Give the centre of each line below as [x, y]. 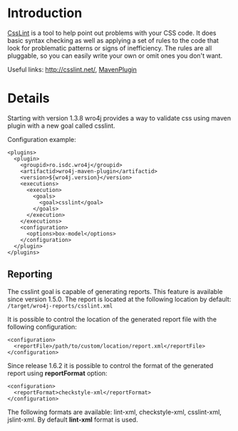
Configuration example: [42, 139]
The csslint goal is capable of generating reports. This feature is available [115, 291]
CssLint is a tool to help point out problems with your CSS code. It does [112, 33]
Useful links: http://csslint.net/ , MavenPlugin [72, 69]
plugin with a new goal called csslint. [61, 126]
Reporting [30, 274]
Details [29, 98]
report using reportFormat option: [58, 373]
